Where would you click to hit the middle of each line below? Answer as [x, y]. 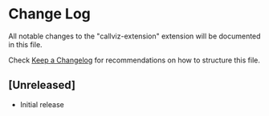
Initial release [42, 104]
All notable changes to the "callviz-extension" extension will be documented [134, 36]
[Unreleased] [42, 85]
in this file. [25, 44]
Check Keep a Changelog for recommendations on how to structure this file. [134, 60]
